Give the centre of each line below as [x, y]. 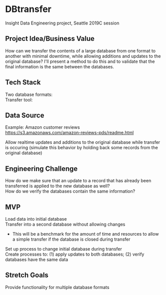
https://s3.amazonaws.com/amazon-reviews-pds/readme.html [70, 133]
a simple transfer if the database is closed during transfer [71, 239]
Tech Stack [23, 83]
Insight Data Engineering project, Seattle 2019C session [62, 23]
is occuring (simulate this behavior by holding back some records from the [82, 148]
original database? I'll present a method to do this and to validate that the [80, 61]
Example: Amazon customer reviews [43, 127]
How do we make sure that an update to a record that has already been [78, 181]
